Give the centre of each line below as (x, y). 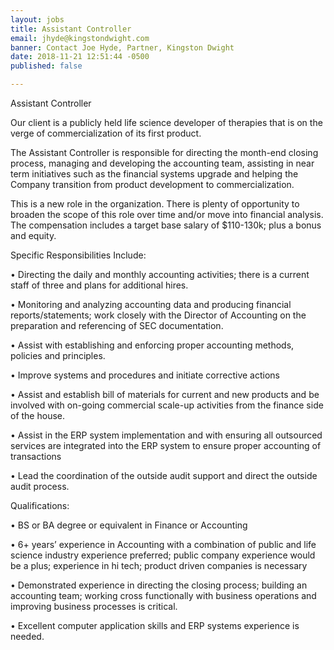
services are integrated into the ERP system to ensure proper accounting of (166, 445)
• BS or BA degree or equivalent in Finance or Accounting (129, 525)
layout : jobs (37, 19)
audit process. (40, 486)
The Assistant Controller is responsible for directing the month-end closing (164, 152)
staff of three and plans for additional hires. (99, 285)
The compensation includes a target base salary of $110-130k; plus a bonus (166, 225)
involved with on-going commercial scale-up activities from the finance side (167, 405)
